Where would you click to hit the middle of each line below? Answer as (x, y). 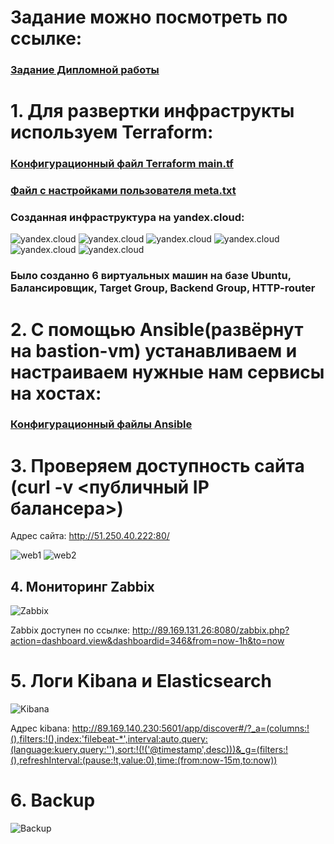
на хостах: (56, 393)
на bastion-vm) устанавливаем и (154, 350)
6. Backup (53, 800)
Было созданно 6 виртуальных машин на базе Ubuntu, (151, 276)
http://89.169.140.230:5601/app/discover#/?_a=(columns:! (190, 728)
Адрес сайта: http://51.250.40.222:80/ (90, 536)
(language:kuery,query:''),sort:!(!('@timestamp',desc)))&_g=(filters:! (149, 750)
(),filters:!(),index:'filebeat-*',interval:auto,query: (109, 739)
